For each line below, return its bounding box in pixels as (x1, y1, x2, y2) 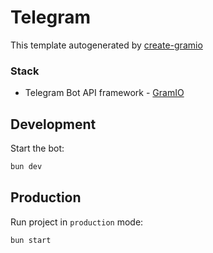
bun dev (10, 162, 43, 172)
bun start (10, 235, 52, 245)
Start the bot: (10, 142, 65, 155)
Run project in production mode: (10, 216, 144, 228)
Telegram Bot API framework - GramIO (24, 87, 185, 99)
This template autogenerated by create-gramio (10, 39, 203, 51)
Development (10, 116, 97, 133)
